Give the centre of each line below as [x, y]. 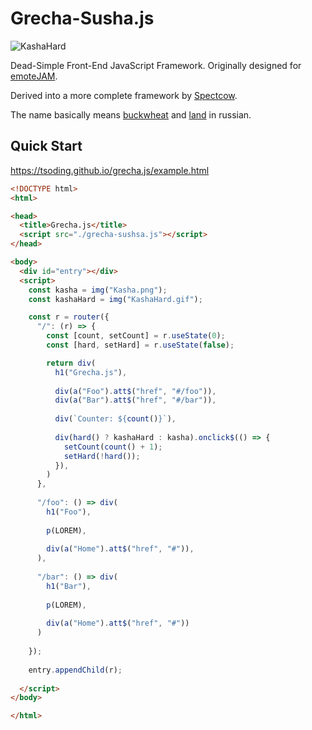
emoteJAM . [34, 76]
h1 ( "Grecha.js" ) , [91, 372]
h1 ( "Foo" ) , [69, 512]
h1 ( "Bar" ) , [69, 586]
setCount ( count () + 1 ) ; [113, 447]
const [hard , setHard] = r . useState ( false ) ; [140, 345]
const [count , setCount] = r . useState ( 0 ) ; [136, 336]
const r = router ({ [69, 317]
